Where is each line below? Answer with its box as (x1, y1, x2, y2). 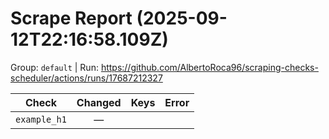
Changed (76, 95, 122, 109)
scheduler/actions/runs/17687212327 (10, 72, 163, 84)
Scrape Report (10, 7, 133, 30)
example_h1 (15, 113, 67, 125)
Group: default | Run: (10, 61, 99, 73)
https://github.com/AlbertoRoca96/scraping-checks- (100, 61, 319, 73)
